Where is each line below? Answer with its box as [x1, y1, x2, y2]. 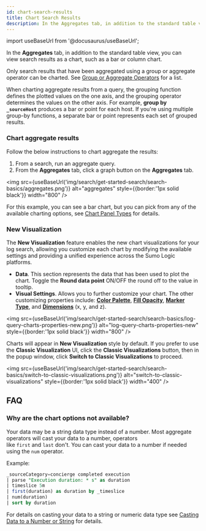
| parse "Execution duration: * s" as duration [6, 477, 131, 483]
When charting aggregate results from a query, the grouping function [6, 86, 181, 93]
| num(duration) [6, 494, 48, 500]
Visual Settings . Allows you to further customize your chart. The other [15, 290, 194, 297]
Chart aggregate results [6, 134, 80, 142]
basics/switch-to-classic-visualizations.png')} [6, 371, 123, 378]
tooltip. [15, 283, 34, 290]
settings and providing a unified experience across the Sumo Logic [6, 252, 176, 259]
